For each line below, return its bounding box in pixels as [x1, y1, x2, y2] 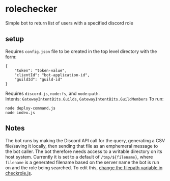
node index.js [5, 110, 36, 115]
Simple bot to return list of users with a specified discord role [5, 20, 133, 26]
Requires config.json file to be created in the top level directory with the [5, 48, 157, 54]
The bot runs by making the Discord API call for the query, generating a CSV [5, 137, 165, 143]
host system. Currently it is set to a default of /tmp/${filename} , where [5, 153, 153, 160]
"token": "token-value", [14, 68, 67, 73]
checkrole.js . [5, 170, 32, 176]
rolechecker [5, 3, 58, 15]
